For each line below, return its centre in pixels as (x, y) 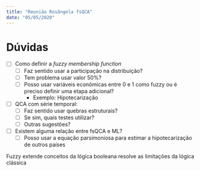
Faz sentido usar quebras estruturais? (71, 110)
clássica (17, 163)
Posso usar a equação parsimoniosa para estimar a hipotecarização (108, 138)
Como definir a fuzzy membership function (68, 64)
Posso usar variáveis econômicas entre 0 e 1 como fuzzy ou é (100, 84)
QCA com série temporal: (46, 104)
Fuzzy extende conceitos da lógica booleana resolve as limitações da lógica (100, 157)
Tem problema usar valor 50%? (63, 77)
